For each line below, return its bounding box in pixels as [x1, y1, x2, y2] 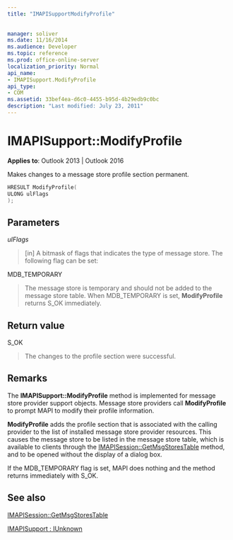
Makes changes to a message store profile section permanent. [7, 170, 189, 178]
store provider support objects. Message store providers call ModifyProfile [7, 398, 227, 407]
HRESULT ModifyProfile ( [7, 183, 78, 191]
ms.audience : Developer [7, 43, 78, 50]
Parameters [7, 217, 60, 229]
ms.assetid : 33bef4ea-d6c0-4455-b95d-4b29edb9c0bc [7, 96, 160, 103]
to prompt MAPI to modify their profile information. [7, 406, 155, 415]
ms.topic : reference [7, 50, 68, 57]
